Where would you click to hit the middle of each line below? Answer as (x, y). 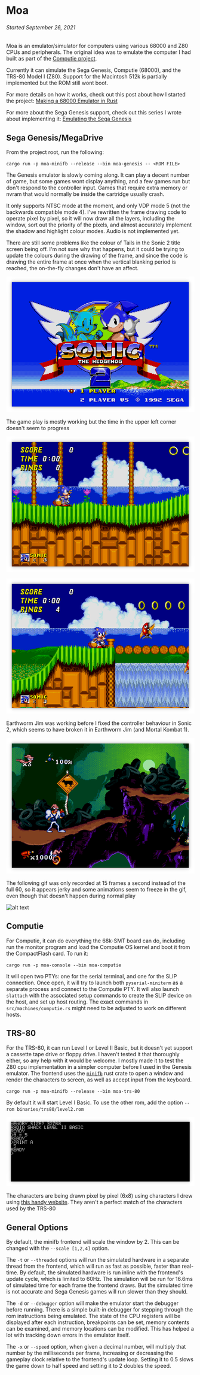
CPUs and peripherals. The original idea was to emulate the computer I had (99, 52)
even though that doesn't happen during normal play (71, 896)
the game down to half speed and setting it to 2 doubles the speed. (89, 1366)
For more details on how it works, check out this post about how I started (96, 95)
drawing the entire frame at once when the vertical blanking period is (91, 262)
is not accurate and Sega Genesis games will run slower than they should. (97, 1292)
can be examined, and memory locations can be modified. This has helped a (100, 1329)
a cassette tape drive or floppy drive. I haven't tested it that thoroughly (93, 1054)
